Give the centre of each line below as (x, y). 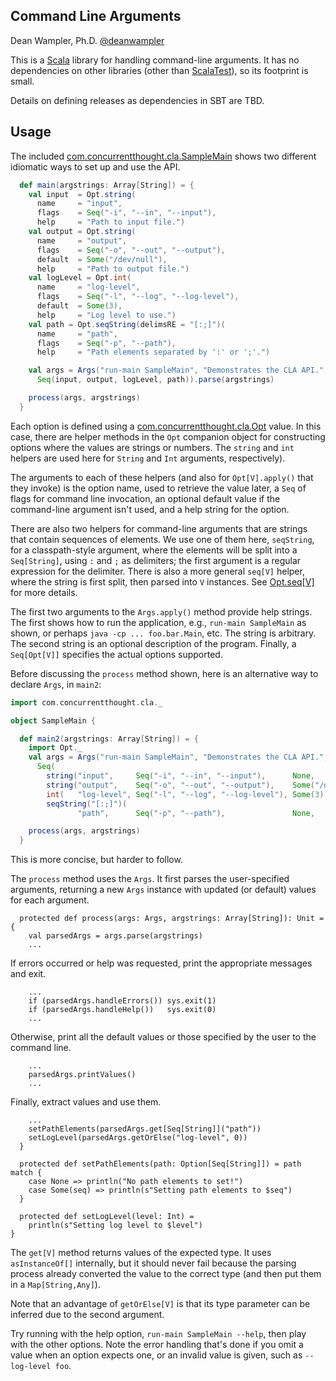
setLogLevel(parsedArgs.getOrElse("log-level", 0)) (138, 1138)
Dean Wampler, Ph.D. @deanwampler (87, 40)
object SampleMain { (53, 720)
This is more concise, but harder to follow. (96, 860)
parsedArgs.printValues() (82, 1075)
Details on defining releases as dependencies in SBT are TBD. (137, 100)
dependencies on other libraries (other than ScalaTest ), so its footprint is (159, 70)
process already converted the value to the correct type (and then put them (166, 1274)
